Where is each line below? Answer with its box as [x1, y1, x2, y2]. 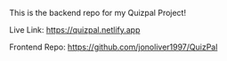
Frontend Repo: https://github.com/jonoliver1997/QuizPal [9, 42, 218, 52]
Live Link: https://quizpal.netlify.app [9, 25, 141, 34]
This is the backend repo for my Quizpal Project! [9, 8, 187, 18]
